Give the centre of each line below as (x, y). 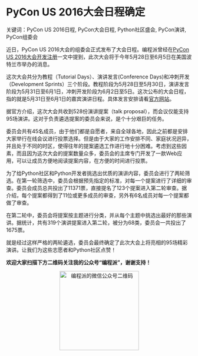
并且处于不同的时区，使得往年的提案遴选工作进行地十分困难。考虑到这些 (94, 146)
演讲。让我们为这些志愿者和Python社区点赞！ (61, 250)
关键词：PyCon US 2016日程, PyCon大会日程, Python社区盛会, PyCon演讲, (96, 29)
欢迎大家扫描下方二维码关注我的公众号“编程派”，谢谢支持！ (79, 262)
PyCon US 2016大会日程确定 (76, 12)
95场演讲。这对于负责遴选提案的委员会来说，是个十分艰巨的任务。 (87, 118)
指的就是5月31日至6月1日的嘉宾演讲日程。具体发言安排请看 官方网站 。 (90, 98)
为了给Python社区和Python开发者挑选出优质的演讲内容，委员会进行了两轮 (96, 173)
